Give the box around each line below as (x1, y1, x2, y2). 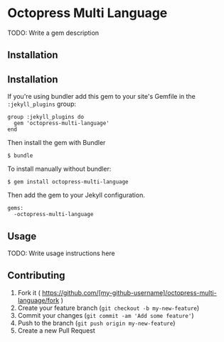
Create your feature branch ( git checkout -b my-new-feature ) (17, 304, 200, 312)
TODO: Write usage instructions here (7, 249, 115, 257)
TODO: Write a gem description (7, 28, 100, 37)
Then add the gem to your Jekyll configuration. (7, 191, 146, 200)
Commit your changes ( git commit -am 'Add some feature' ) (17, 311, 194, 319)
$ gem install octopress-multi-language (7, 178, 129, 186)
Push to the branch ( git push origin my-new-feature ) (17, 319, 176, 327)
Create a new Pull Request (17, 326, 96, 335)
